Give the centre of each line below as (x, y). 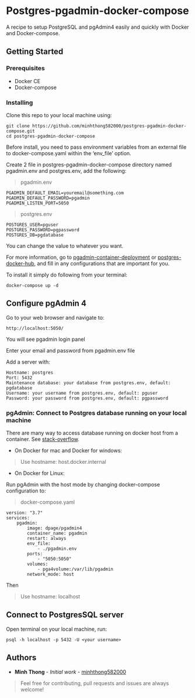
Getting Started (35, 52)
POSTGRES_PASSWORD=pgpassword (43, 230)
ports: (35, 554)
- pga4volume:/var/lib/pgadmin (75, 569)
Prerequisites (25, 69)
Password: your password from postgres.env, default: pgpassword (87, 398)
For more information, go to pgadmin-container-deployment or (81, 257)
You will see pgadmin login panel (46, 339)
